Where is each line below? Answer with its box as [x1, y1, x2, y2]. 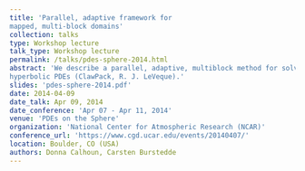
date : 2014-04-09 [9, 89, 75, 98]
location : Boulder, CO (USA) [9, 139, 120, 148]
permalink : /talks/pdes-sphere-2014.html [9, 55, 169, 64]
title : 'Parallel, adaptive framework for [9, 13, 172, 23]
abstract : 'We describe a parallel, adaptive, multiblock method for [9, 64, 279, 73]
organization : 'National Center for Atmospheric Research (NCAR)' [9, 123, 266, 132]
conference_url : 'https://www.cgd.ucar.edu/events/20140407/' [9, 131, 250, 140]
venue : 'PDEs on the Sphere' [9, 114, 120, 123]
